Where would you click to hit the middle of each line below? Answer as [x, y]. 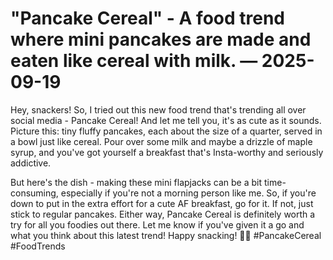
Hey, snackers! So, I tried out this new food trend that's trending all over [158, 109]
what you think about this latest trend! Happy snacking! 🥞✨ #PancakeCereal [166, 235]
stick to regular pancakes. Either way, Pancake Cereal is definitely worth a [163, 214]
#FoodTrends [38, 246]
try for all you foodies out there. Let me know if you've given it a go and [157, 224]
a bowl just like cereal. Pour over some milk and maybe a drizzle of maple [161, 141]
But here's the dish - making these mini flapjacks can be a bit [136, 182]
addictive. [31, 163]
